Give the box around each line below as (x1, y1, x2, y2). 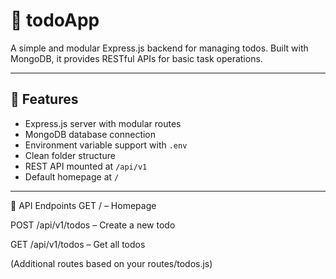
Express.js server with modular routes (24, 117, 182, 129)
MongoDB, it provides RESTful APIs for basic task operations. (10, 52, 263, 64)
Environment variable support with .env (24, 139, 188, 151)
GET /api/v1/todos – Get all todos (10, 238, 146, 250)
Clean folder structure (24, 149, 116, 161)
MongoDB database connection (24, 128, 157, 140)
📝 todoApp (10, 9, 100, 32)
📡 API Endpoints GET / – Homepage (10, 199, 157, 211)
